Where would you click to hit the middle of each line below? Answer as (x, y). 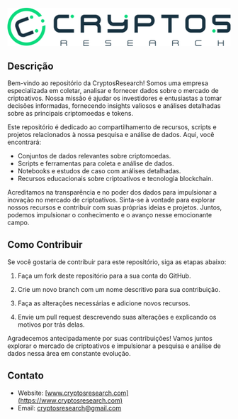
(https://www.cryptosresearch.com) (70, 400)
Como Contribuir (45, 245)
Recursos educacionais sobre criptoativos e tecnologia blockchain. (115, 178)
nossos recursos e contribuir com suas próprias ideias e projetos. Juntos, (114, 207)
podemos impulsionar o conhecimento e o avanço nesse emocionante (110, 214)
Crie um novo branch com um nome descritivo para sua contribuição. (119, 289)
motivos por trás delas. (51, 325)
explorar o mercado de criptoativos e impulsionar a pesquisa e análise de (114, 346)
